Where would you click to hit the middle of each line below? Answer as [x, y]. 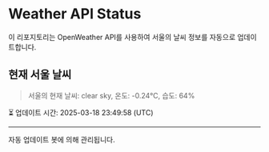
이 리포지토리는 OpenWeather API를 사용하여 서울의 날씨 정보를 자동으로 [122, 37]
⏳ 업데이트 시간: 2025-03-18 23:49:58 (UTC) [81, 112]
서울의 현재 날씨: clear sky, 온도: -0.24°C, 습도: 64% [111, 95]
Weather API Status [75, 14]
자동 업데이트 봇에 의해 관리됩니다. [62, 139]
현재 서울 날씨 [40, 75]
